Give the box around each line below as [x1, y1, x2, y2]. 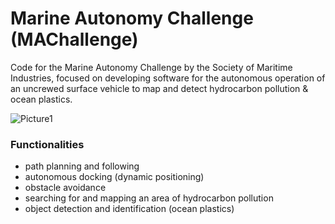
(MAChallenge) [10, 28, 139, 51]
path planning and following [24, 160, 140, 172]
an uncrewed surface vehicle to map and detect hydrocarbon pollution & [10, 82, 309, 94]
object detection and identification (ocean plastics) [24, 203, 235, 215]
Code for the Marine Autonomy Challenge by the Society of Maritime [10, 61, 293, 73]
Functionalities [10, 137, 85, 151]
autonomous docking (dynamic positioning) [24, 171, 205, 183]
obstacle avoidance [24, 182, 107, 194]
